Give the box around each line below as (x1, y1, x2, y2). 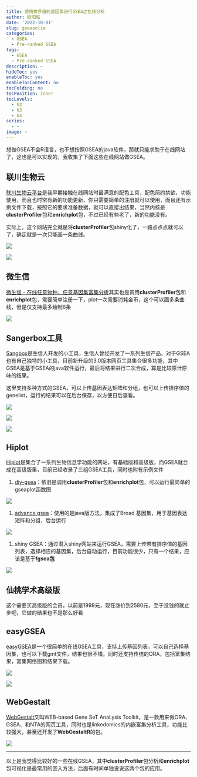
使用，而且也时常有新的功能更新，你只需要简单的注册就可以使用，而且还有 (6, 196, 186, 203)
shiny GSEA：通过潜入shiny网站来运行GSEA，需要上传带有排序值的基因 (14, 540, 188, 547)
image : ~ (6, 129, 28, 135)
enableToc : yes (6, 74, 43, 80)
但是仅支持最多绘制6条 (16, 303, 72, 310)
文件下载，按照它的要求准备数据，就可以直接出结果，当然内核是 (11, 204, 165, 211)
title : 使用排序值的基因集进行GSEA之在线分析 (6, 8, 106, 15)
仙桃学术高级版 (6, 585, 60, 595)
